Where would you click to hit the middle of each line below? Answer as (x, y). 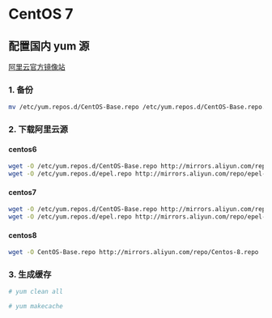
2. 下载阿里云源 (38, 129)
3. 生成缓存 (30, 274)
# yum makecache (36, 307)
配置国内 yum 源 (49, 46)
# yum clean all (36, 292)
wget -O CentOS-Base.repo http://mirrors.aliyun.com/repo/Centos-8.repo (134, 252)
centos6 (23, 149)
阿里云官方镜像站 (37, 67)
